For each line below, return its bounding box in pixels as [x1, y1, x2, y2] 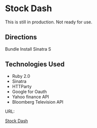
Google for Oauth [12, 89, 47, 94]
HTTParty [12, 83, 32, 89]
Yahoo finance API [12, 93, 49, 100]
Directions [5, 33, 37, 41]
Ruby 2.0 [12, 73, 31, 79]
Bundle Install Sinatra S [5, 46, 51, 52]
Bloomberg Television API [12, 99, 64, 105]
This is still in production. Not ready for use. [5, 19, 93, 25]
